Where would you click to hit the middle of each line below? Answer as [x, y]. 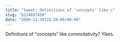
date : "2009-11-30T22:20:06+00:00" [43, 19]
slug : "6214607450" [26, 15]
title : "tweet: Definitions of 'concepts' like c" [60, 10]
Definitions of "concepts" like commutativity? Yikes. [60, 34]
